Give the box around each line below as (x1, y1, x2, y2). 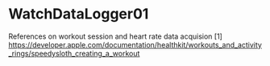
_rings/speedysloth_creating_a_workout (8, 48, 140, 58)
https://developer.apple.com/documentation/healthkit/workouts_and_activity (8, 39, 262, 49)
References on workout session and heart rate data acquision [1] (8, 31, 223, 41)
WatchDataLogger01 (8, 5, 149, 23)
